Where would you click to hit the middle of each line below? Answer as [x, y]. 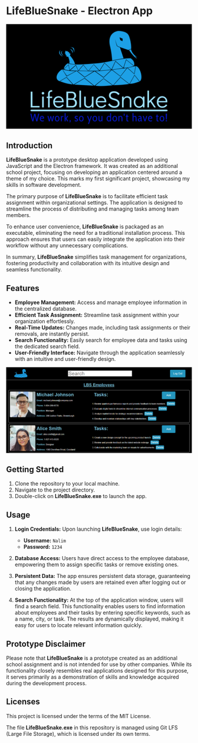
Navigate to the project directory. [55, 490]
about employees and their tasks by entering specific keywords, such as [102, 613]
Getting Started [35, 469]
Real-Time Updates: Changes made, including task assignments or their [102, 328]
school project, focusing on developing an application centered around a [94, 172]
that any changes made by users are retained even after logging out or [100, 582]
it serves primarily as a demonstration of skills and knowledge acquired [93, 677]
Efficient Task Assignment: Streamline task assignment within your [97, 315]
